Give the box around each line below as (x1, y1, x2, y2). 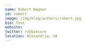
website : (5, 25, 23, 30)
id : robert (5, 11, 27, 16)
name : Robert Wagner (5, 7, 47, 12)
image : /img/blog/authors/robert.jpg (5, 16, 82, 21)
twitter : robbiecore (5, 29, 47, 34)
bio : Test (5, 20, 25, 25)
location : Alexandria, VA (5, 34, 57, 39)
